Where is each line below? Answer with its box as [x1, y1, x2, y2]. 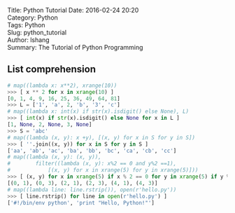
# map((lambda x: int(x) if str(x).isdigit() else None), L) [7, 108, 190, 115]
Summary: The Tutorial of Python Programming [7, 43, 143, 51]
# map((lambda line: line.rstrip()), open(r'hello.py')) [7, 186, 177, 193]
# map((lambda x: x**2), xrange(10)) [7, 82, 117, 89]
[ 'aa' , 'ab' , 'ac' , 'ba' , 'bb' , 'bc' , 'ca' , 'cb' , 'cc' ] [7, 147, 177, 154]
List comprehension [7, 63, 97, 76]
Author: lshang [7, 36, 50, 44]
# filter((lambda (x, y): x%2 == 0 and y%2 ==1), [7, 160, 177, 167]
